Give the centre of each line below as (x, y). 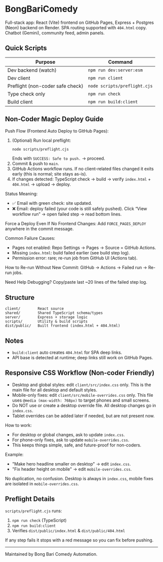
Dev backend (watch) (32, 70)
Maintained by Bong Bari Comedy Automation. (51, 554)
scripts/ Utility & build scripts (47, 322)
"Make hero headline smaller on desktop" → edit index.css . (71, 464)
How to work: (18, 425)
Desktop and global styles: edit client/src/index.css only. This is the (81, 385)
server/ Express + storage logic (47, 317)
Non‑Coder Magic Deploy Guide (54, 119)
